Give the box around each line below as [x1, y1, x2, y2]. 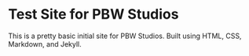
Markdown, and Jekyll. [8, 39, 82, 48]
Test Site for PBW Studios [8, 5, 179, 23]
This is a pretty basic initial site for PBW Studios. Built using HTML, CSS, [8, 31, 242, 40]
